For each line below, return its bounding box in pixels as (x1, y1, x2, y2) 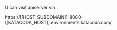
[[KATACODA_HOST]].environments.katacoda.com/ (5, 20, 112, 25)
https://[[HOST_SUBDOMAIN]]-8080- (5, 14, 83, 20)
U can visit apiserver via (5, 5, 55, 10)
